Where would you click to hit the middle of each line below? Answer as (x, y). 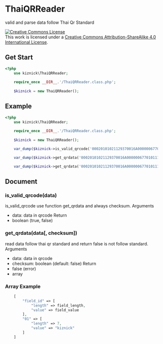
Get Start (19, 58)
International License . (27, 42)
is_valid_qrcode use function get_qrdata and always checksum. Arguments (80, 206)
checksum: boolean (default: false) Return (54, 263)
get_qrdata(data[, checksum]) (41, 233)
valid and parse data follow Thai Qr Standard (50, 22)
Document (21, 181)
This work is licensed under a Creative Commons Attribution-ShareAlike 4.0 (81, 37)
